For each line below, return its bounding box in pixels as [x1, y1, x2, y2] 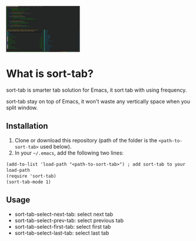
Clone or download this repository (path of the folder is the [14, 136, 158, 143]
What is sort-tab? [6, 67, 94, 81]
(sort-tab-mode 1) [6, 179, 51, 185]
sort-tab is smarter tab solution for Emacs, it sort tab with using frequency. [6, 86, 187, 93]
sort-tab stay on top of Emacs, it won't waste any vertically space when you [6, 98, 190, 105]
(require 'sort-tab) [6, 173, 57, 179]
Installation [6, 121, 48, 131]
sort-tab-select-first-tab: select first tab [14, 223, 111, 230]
